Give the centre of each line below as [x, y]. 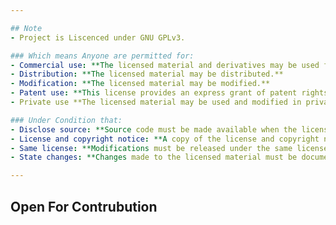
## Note [26, 28]
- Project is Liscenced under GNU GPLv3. [98, 37]
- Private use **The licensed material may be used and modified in [156, 102]
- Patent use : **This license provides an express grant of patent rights [169, 93]
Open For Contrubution [84, 206]
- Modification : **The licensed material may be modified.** [140, 84]
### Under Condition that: [66, 120]
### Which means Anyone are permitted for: [102, 56]
